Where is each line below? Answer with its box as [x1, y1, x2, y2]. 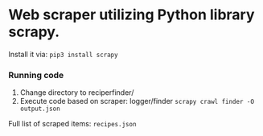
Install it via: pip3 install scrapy [8, 49, 118, 59]
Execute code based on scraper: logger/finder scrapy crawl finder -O [19, 97, 255, 106]
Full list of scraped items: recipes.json [8, 119, 137, 129]
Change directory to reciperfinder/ [19, 88, 134, 97]
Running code [8, 69, 64, 80]
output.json [19, 105, 60, 113]
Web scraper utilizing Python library [8, 6, 255, 24]
